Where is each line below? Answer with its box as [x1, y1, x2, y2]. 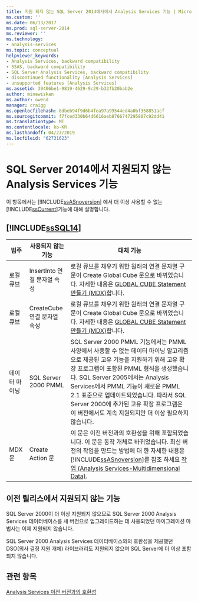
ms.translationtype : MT [6, 119, 65, 125]
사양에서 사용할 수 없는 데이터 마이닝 [70, 346, 166, 355]
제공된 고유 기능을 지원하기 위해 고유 [82, 355, 178, 364]
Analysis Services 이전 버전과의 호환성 [6, 589, 97, 596]
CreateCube [29, 304, 63, 312]
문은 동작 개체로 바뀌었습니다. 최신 [91, 438, 181, 446]
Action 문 [29, 454, 55, 462]
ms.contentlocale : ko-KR [6, 124, 67, 130]
